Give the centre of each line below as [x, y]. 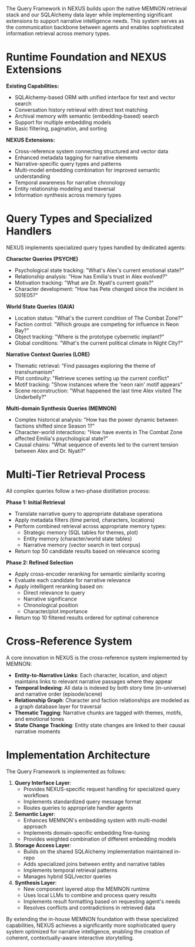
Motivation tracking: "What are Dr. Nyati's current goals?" [84, 283]
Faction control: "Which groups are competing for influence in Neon [97, 324]
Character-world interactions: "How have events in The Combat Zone [98, 432]
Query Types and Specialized [79, 219]
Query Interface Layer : [43, 783]
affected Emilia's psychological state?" [61, 438]
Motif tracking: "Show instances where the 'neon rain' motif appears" [99, 384]
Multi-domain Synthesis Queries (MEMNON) [61, 408]
